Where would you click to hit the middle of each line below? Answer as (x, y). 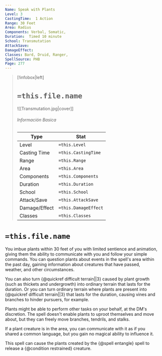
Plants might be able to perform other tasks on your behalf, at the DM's (76, 309)
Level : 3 (14, 14)
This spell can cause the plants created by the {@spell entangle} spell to (77, 343)
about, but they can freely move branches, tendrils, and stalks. (67, 319)
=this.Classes (75, 216)
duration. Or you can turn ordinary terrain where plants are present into (76, 290)
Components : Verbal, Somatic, (36, 32)
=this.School (73, 192)
